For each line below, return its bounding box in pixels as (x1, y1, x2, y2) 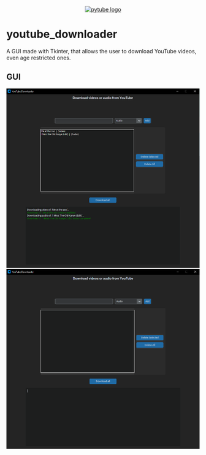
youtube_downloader (6, 28, 118, 41)
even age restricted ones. (6, 54, 71, 61)
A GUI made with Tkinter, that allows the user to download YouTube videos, (6, 47, 197, 55)
